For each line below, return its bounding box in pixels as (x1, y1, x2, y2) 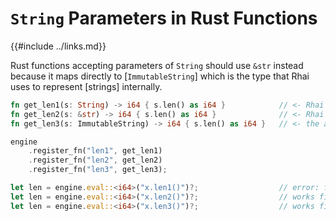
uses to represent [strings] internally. (10, 80, 163, 92)
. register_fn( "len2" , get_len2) (28, 155, 163, 166)
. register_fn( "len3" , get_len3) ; (28, 165, 168, 175)
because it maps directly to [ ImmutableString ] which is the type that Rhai (10, 70, 310, 82)
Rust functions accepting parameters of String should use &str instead (10, 59, 304, 71)
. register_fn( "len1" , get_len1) (28, 146, 163, 156)
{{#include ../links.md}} (10, 40, 107, 52)
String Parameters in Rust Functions (10, 7, 318, 30)
